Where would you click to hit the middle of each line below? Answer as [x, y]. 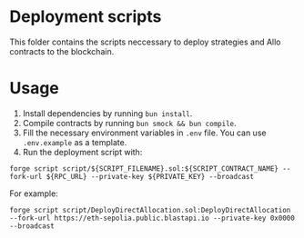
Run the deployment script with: [82, 152]
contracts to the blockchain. [62, 51]
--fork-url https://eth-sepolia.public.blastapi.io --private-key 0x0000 [152, 218]
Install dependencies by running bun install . [107, 113]
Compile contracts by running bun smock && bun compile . [129, 123]
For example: [34, 193]
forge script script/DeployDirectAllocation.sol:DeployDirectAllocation [150, 210]
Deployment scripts [86, 17]
